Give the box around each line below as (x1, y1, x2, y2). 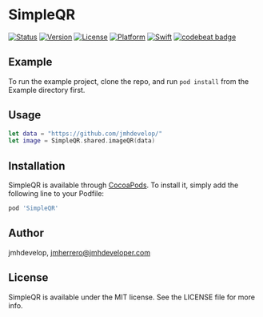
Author (8, 227, 44, 240)
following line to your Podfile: (8, 189, 105, 199)
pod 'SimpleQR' (8, 204, 59, 213)
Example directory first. (8, 85, 86, 94)
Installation (8, 158, 66, 173)
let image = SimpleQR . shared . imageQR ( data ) (8, 137, 156, 145)
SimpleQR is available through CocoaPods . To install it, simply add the (8, 180, 239, 190)
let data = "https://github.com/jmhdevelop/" (8, 130, 162, 138)
